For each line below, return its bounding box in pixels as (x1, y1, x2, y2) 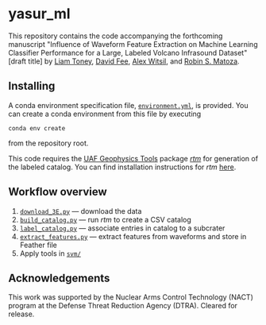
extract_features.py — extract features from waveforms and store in (19, 231, 247, 241)
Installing (8, 79, 56, 93)
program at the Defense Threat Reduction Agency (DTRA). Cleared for (8, 301, 238, 311)
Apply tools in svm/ (19, 248, 82, 258)
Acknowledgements (8, 271, 110, 284)
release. (8, 309, 35, 319)
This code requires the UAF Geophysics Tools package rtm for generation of (8, 153, 259, 163)
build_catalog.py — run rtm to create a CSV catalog (19, 215, 192, 224)
